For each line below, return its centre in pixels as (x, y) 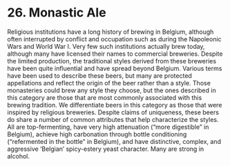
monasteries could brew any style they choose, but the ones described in (112, 90)
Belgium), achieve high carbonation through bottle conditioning (97, 134)
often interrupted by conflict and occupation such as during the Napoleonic (115, 39)
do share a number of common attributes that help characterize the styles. (113, 119)
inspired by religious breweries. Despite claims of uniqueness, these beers (113, 112)
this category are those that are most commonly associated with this (105, 97)
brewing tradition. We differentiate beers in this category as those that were (115, 105)
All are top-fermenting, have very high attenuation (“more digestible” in (108, 127)
